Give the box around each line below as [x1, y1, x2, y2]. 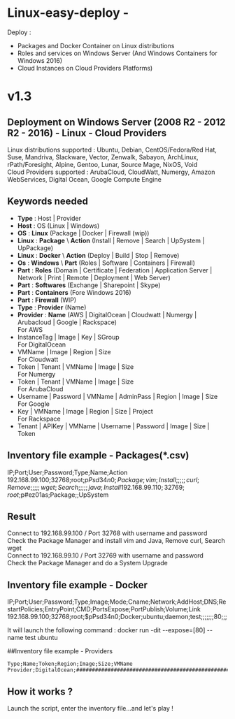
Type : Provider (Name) [17, 303, 87, 312]
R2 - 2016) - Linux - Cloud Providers [7, 127, 167, 139]
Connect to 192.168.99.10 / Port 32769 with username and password [7, 551, 204, 560]
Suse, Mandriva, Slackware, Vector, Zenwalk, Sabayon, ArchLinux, [7, 152, 199, 161]
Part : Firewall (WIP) [17, 296, 77, 304]
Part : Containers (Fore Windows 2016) [17, 288, 131, 296]
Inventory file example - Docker [7, 579, 148, 591]
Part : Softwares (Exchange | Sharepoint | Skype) [17, 281, 161, 289]
